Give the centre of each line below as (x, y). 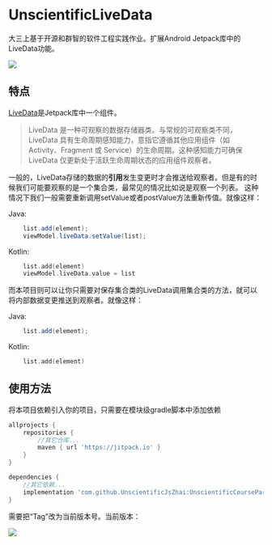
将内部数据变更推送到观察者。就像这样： (76, 300)
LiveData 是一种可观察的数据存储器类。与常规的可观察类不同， (132, 129)
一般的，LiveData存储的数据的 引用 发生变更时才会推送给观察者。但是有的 (130, 177)
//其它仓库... (59, 440)
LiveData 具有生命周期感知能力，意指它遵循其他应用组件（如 (129, 140)
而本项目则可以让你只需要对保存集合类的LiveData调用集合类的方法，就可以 (133, 290)
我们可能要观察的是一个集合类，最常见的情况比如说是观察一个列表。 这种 (137, 187)
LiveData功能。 (34, 48)
